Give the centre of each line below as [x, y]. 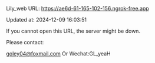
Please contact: [25, 42]
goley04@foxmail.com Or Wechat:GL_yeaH [58, 54]
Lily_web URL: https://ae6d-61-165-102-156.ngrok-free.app [77, 8]
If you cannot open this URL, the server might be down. [73, 31]
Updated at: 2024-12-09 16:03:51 [47, 20]
